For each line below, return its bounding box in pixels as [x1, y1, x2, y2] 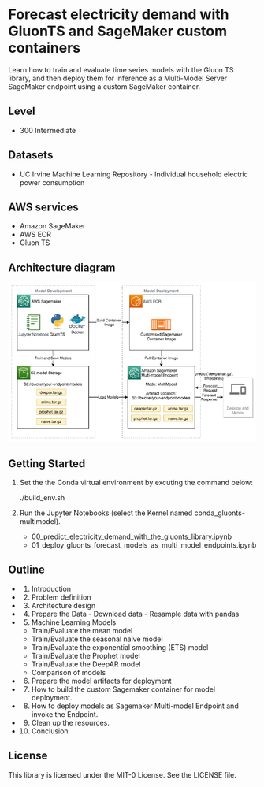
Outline [8, 563, 45, 577]
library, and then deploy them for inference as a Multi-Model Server [8, 73, 228, 83]
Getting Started [8, 457, 86, 470]
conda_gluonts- [194, 508, 246, 518]
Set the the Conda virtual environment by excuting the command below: [19, 478, 254, 487]
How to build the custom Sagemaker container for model [31, 684, 215, 694]
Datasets [8, 148, 54, 162]
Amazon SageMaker [19, 221, 86, 231]
